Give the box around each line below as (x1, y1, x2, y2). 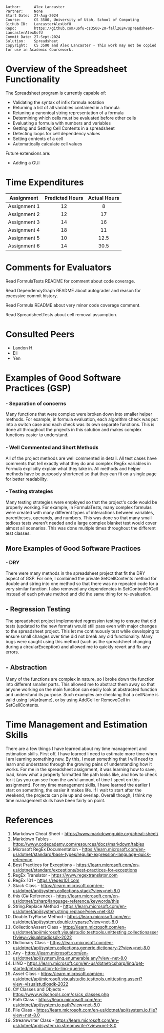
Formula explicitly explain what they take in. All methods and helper (5, 466, 141, 471)
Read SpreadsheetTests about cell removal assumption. (5, 311, 118, 317)
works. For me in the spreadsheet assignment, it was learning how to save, (5, 767, 156, 772)
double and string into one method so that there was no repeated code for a (5, 581, 158, 587)
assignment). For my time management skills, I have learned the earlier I (5, 782, 150, 788)
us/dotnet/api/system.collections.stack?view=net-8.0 (12, 888, 120, 894)
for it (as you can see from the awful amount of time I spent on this (5, 777, 140, 783)
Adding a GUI (12, 160, 40, 165)
